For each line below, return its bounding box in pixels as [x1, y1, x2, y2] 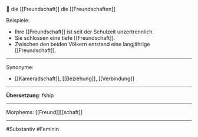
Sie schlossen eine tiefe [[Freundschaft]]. [14, 35, 115, 41]
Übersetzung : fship [6, 92, 54, 99]
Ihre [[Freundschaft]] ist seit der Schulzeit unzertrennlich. [14, 28, 154, 35]
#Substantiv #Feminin [6, 126, 59, 132]
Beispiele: [6, 17, 30, 23]
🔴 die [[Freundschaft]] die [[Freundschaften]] [6, 6, 116, 12]
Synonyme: [6, 64, 34, 70]
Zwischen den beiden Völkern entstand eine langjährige [14, 41, 150, 47]
